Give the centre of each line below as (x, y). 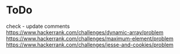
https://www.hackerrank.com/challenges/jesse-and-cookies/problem (90, 45)
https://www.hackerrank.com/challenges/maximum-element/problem (90, 38)
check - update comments (38, 26)
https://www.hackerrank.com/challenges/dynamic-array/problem (85, 32)
